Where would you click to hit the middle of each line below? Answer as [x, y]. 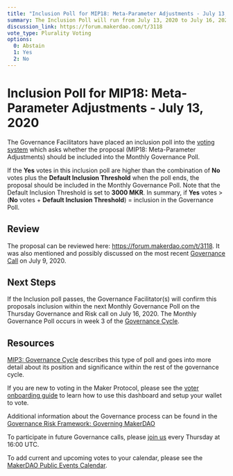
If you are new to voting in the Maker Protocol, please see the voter [103, 388]
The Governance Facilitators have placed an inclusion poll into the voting [111, 142]
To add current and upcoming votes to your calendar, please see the [105, 458]
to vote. [18, 403]
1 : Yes [23, 53]
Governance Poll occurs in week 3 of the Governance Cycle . [94, 321]
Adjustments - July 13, [138, 108]
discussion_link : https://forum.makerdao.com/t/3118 [85, 26]
